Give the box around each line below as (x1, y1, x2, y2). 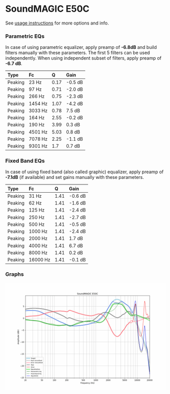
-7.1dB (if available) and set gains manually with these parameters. (5, 174, 144, 180)
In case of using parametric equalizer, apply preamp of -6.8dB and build (5, 44, 157, 50)
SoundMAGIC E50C (5, 3, 90, 15)
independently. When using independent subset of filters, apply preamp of (5, 55, 162, 61)
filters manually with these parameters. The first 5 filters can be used (5, 49, 150, 56)
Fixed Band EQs (5, 157, 45, 164)
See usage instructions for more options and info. (5, 20, 109, 26)
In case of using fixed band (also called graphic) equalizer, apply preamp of (5, 169, 164, 175)
